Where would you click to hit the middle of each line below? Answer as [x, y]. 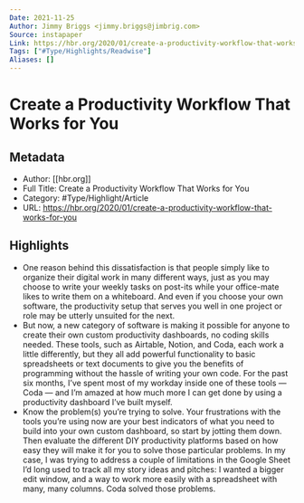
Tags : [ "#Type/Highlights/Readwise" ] [81, 52]
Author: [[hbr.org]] [57, 179]
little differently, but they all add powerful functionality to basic [139, 354]
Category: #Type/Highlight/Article [85, 198]
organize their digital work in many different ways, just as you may [146, 277]
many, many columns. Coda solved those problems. [119, 489]
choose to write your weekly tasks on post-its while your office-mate [151, 287]
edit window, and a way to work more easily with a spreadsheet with [150, 479]
